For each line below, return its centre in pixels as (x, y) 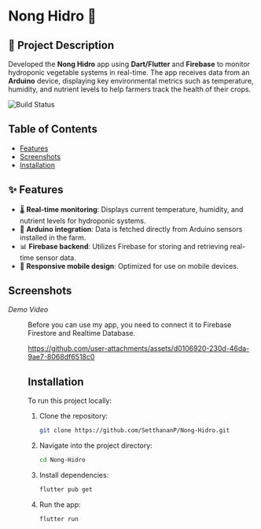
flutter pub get (66, 490)
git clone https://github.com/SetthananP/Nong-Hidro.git (134, 430)
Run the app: (60, 505)
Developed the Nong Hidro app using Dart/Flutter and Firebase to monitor (129, 64)
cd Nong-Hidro (62, 460)
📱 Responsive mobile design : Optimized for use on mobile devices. (129, 266)
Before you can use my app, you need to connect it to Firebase (130, 325)
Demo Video (28, 310)
